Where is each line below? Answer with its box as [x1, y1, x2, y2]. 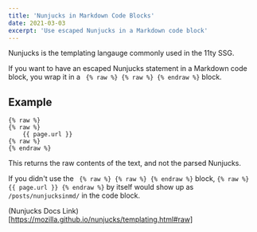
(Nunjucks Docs [8, 206, 61, 216]
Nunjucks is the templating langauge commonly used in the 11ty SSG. [8, 49, 235, 58]
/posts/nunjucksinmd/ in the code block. [8, 191, 141, 200]
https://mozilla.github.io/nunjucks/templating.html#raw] [10, 214, 193, 224]
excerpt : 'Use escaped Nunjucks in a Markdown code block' [8, 26, 208, 34]
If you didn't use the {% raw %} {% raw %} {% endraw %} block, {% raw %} [8, 174, 249, 183]
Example [8, 95, 53, 108]
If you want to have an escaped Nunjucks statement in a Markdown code [8, 64, 248, 73]
